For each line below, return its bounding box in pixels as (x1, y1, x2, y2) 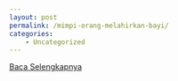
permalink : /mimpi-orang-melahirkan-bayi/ (9, 21, 169, 30)
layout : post (9, 12, 58, 22)
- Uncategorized (25, 37, 86, 47)
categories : (9, 29, 53, 38)
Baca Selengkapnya (9, 62, 83, 72)
